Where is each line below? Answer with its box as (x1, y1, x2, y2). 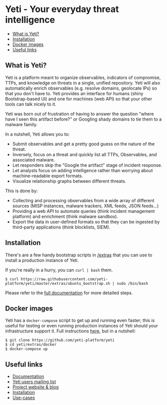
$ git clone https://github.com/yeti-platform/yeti (5, 338, 115, 343)
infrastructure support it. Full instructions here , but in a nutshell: (5, 328, 136, 334)
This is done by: (5, 188, 38, 194)
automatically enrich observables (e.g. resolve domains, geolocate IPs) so (5, 85, 157, 91)
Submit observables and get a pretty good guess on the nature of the (12, 141, 155, 147)
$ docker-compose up (5, 346, 48, 351)
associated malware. (12, 157, 55, 163)
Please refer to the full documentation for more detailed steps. (5, 289, 133, 296)
